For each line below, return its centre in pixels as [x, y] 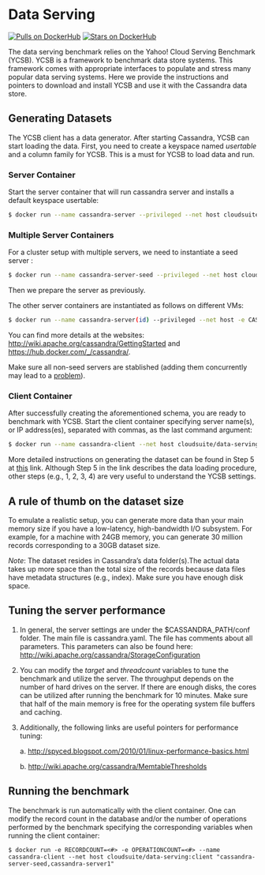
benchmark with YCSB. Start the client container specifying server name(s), [131, 422]
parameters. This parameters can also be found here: [106, 646]
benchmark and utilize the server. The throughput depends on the [127, 678]
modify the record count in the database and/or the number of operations [127, 818]
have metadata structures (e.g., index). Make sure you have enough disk [126, 577]
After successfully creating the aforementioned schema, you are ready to [127, 413]
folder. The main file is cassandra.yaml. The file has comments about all [136, 638]
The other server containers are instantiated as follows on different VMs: [126, 306]
